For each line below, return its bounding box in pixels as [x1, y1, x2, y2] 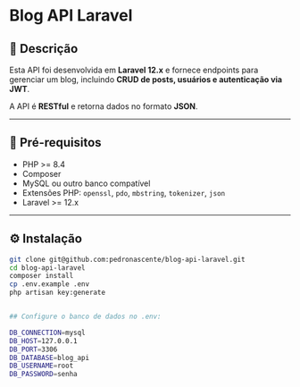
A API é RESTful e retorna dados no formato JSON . [9, 101, 198, 112]
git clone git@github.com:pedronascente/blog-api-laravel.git [9, 255, 246, 264]
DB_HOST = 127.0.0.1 [9, 336, 78, 345]
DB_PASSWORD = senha [9, 370, 78, 379]
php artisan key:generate [9, 288, 105, 298]
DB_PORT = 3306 [9, 345, 58, 354]
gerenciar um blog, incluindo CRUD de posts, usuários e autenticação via [9, 74, 283, 85]
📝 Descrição [9, 41, 79, 56]
